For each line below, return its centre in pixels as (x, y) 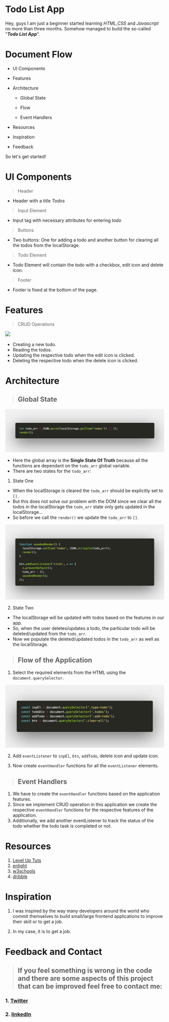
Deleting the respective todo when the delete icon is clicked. (75, 360)
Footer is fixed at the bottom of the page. (55, 289)
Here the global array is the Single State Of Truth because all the (80, 460)
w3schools (24, 871)
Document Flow (39, 55)
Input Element (32, 210)
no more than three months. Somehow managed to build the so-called (78, 28)
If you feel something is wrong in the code (85, 970)
